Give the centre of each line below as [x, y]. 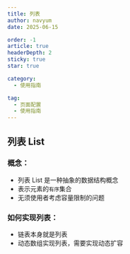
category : [22, 78]
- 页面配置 [28, 104]
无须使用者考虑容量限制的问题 [61, 198]
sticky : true [26, 60]
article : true [28, 47]
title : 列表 [24, 14]
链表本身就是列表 [42, 234]
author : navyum [30, 20]
